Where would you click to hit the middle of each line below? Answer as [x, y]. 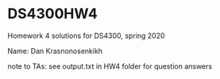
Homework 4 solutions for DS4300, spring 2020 [86, 36]
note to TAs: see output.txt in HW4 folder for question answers [110, 66]
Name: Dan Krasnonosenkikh [55, 51]
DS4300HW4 [53, 14]
